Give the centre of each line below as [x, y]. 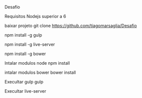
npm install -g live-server [30, 44]
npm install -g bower [25, 54]
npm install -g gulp [23, 35]
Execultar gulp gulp [24, 82]
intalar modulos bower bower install [40, 72]
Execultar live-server [26, 91]
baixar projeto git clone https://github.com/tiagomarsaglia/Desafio [71, 26]
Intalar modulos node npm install [37, 63]
